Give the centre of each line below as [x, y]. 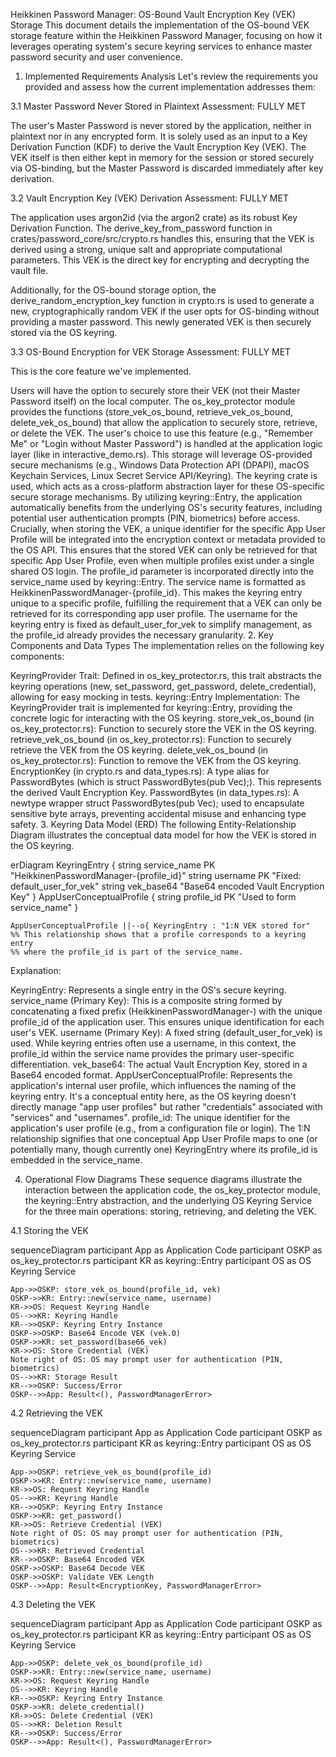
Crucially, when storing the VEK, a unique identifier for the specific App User [168, 528]
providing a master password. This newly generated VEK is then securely [161, 322]
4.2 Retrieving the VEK [56, 1413]
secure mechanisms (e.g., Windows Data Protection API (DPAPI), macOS [160, 465]
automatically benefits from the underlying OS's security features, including [166, 507]
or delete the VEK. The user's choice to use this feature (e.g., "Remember [162, 433]
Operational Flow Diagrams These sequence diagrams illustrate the [163, 1179]
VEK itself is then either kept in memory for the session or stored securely [162, 157]
